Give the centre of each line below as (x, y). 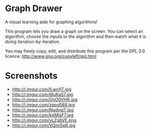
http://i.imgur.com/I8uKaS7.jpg (42, 94)
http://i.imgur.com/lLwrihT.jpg (42, 89)
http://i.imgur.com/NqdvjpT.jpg (43, 110)
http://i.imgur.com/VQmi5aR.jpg (44, 125)
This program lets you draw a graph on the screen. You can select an (74, 31)
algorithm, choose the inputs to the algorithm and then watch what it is (76, 36)
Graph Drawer (34, 8)
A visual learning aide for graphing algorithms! (51, 22)
